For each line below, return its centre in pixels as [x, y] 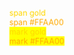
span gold [28, 13]
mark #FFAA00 [37, 41]
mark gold [28, 31]
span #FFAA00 [37, 22]
